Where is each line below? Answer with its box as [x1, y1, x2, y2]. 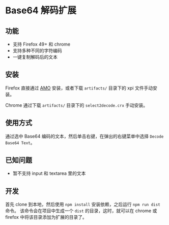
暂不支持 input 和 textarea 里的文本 [12, 170, 86, 176]
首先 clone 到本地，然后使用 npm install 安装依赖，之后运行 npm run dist [5, 201, 160, 208]
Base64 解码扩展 [5, 5, 76, 16]
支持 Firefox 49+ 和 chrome [12, 41, 71, 47]
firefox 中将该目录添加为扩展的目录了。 [5, 214, 88, 220]
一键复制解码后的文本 [12, 54, 58, 60]
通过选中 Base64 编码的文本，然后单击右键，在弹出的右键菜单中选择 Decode [5, 133, 164, 139]
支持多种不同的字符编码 [12, 48, 62, 54]
